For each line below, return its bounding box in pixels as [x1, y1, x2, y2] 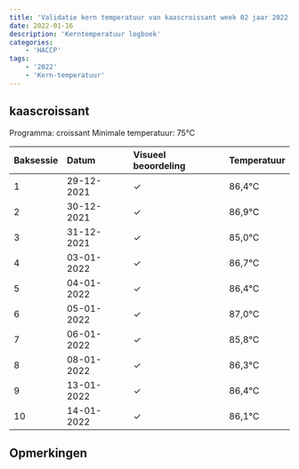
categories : [9, 37, 53, 47]
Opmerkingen [9, 445, 87, 460]
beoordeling [133, 159, 186, 171]
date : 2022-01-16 [9, 21, 74, 30]
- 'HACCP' [25, 46, 62, 55]
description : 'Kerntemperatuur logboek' [9, 29, 162, 38]
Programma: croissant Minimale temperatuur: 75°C [9, 127, 196, 138]
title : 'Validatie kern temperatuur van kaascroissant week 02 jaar [9, 12, 269, 22]
